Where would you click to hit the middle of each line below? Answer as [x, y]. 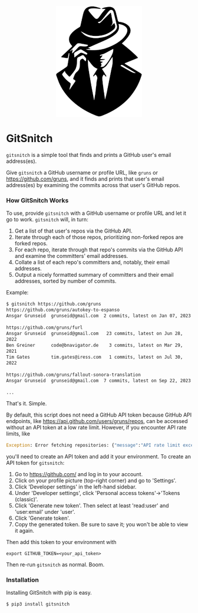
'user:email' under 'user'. [45, 512]
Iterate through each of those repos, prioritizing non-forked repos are [99, 237]
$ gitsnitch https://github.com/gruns [54, 304]
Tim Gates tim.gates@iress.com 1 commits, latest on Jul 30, [95, 357]
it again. [24, 531]
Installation [23, 580]
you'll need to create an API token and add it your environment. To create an [99, 457]
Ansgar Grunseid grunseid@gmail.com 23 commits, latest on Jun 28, [95, 334]
